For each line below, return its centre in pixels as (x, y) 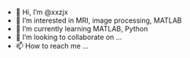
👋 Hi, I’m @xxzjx (42, 12)
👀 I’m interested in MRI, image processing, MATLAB (99, 20)
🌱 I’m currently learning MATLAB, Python (82, 29)
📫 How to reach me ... (52, 46)
